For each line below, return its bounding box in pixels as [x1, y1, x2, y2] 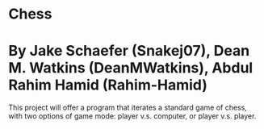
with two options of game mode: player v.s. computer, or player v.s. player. [8, 111, 257, 121]
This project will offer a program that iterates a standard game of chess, [8, 102, 248, 113]
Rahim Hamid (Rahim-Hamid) [8, 76, 208, 94]
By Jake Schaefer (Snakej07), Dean [8, 42, 250, 60]
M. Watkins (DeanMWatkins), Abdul [8, 59, 254, 77]
